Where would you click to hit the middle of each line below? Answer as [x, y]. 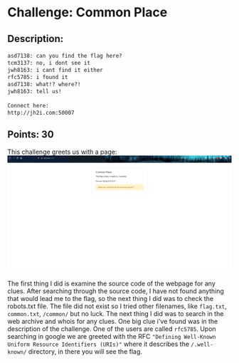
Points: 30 [31, 135]
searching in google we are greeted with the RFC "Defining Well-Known [112, 337]
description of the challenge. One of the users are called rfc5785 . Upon [112, 329]
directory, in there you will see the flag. [85, 352]
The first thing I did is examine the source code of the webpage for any [111, 284]
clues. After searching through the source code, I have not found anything [116, 291]
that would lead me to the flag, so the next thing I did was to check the [111, 299]
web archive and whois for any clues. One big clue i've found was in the [113, 322]
